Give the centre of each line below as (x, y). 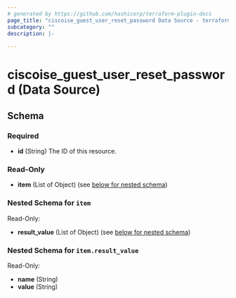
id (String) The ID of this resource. (67, 151)
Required (23, 136)
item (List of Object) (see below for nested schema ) (92, 185)
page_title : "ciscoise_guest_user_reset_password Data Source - (103, 20)
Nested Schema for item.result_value (73, 250)
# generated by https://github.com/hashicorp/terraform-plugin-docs (110, 14)
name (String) (38, 279)
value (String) (38, 287)
